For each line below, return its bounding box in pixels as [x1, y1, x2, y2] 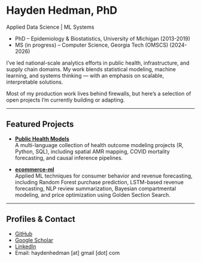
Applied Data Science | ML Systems [6, 23, 95, 31]
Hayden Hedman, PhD [6, 4, 118, 17]
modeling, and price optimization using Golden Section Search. [14, 191, 170, 198]
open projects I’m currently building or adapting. [6, 96, 125, 103]
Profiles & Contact [6, 214, 76, 224]
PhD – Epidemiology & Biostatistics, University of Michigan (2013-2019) [14, 35, 190, 42]
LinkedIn [14, 243, 36, 250]
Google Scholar [14, 236, 54, 243]
